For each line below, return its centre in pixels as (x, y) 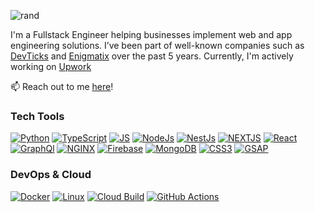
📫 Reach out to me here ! (62, 86)
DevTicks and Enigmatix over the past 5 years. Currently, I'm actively (152, 56)
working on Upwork (51, 66)
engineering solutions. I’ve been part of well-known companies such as (157, 45)
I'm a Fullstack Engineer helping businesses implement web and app (151, 34)
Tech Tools (37, 116)
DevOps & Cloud (51, 175)
